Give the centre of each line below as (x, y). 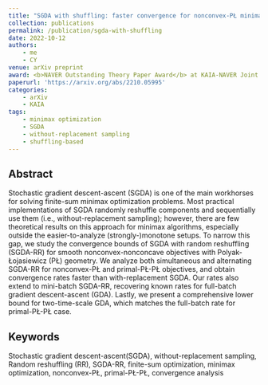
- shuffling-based (53, 141)
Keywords (34, 337)
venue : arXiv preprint (46, 68)
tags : (17, 112)
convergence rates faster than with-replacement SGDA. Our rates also (124, 278)
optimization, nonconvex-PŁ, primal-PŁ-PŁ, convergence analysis (116, 373)
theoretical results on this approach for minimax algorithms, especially (124, 227)
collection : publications (51, 23)
